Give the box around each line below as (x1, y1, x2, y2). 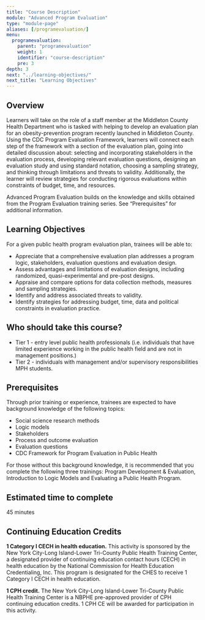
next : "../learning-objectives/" (6, 72, 92, 78)
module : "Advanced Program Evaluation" (6, 15, 108, 21)
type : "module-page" (6, 20, 59, 26)
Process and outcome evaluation (15, 437, 99, 444)
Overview (6, 100, 45, 110)
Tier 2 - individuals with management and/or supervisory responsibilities (15, 358, 199, 365)
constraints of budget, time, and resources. (6, 182, 116, 189)
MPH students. (15, 364, 53, 372)
